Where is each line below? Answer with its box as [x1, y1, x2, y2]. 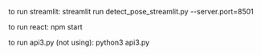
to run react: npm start [8, 22, 83, 31]
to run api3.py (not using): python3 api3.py [8, 37, 150, 47]
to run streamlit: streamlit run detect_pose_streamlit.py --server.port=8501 [8, 7, 255, 16]
